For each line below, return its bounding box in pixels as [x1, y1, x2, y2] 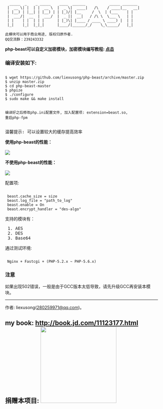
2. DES [7, 231, 23, 236]
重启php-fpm [5, 116, 28, 120]
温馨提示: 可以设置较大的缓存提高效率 [5, 129, 82, 135]
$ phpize [5, 88, 23, 93]
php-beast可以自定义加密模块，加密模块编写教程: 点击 [5, 46, 114, 52]
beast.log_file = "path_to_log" [7, 198, 73, 203]
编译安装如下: [5, 59, 37, 66]
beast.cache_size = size [7, 194, 57, 199]
